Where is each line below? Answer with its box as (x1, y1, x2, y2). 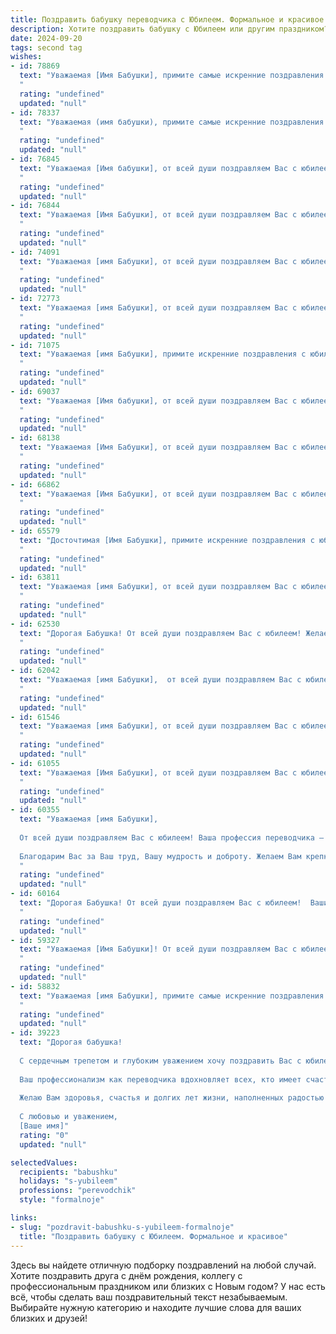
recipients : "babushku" (19, 1167, 118, 1177)
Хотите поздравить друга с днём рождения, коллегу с (10, 1269, 243, 1281)
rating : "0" (19, 1130, 70, 1140)
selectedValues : (10, 1157, 78, 1168)
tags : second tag (10, 42, 83, 53)
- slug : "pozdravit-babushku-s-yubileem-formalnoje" (10, 1222, 235, 1232)
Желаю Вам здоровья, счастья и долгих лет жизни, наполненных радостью (19, 1093, 325, 1103)
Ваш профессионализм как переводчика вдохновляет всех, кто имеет (19, 1074, 302, 1085)
